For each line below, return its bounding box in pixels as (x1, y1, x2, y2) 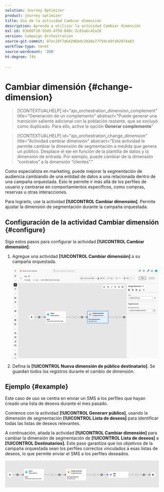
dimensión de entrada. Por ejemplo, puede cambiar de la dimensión (17, 154, 153, 160)
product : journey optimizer (5, 13, 62, 18)
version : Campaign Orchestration (5, 34, 73, 39)
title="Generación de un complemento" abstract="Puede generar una (17, 113, 157, 119)
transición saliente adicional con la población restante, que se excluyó (17, 118, 158, 124)
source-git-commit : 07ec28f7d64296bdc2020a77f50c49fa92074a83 (5, 39, 134, 44)
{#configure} (5, 226, 46, 234)
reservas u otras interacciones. (5, 189, 67, 195)
